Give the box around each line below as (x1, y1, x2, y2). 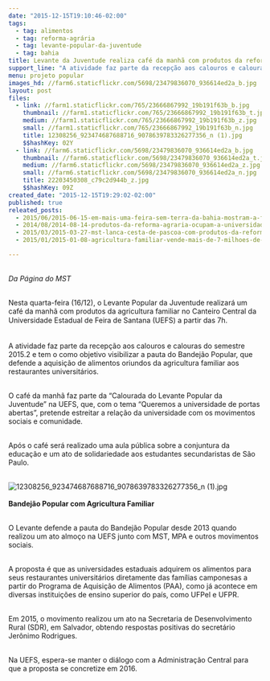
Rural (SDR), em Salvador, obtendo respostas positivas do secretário (8, 622, 235, 632)
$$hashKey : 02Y (22, 138, 74, 147)
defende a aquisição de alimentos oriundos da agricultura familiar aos (8, 358, 239, 367)
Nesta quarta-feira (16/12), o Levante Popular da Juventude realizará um (8, 297, 247, 307)
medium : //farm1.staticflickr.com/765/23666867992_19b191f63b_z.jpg (22, 117, 257, 125)
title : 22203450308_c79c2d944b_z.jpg (22, 176, 149, 185)
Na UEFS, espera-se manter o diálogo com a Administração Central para (8, 654, 249, 664)
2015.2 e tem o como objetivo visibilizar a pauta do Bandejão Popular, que (8, 349, 253, 359)
